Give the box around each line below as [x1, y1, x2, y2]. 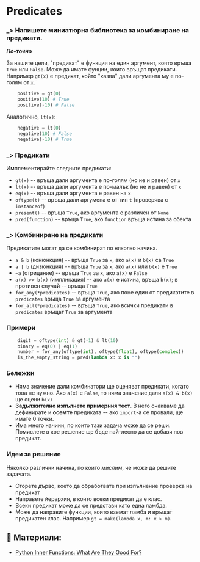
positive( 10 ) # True [17, 97, 70, 103]
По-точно [6, 48, 32, 55]
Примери [6, 324, 36, 332]
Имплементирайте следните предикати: [6, 165, 112, 172]
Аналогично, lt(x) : [6, 113, 56, 120]
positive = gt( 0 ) [17, 90, 62, 97]
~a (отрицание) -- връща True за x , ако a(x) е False [15, 269, 148, 277]
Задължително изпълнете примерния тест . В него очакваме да [15, 402, 185, 410]
